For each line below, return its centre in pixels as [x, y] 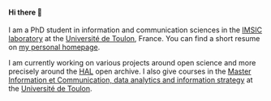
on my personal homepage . [54, 47]
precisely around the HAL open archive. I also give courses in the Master [130, 72]
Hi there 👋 [25, 12]
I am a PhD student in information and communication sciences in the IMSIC [135, 30]
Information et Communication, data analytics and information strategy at [131, 80]
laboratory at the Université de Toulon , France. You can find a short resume [134, 39]
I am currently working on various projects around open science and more [132, 63]
